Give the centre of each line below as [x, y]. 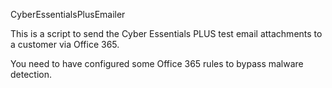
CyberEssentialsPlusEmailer [68, 14]
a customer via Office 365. [65, 44]
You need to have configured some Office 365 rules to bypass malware [157, 63]
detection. [31, 74]
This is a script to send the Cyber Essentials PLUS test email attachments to [166, 33]
